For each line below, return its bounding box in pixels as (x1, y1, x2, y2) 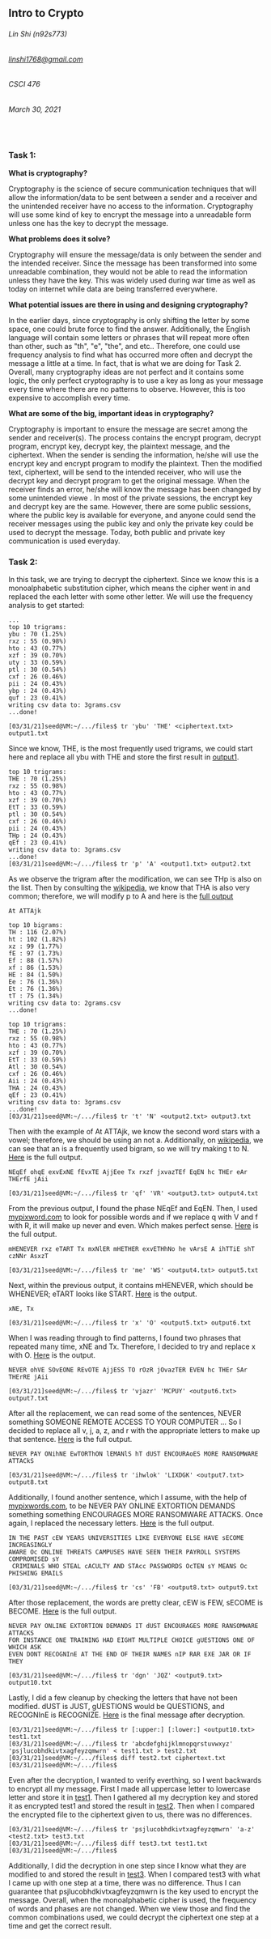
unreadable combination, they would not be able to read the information (8, 266, 248, 276)
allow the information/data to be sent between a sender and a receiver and (8, 192, 257, 202)
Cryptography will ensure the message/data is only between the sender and (8, 249, 262, 259)
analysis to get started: (8, 601, 85, 610)
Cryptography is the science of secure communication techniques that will (8, 184, 256, 193)
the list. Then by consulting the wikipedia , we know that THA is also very (8, 882, 251, 893)
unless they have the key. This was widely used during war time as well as (8, 275, 256, 285)
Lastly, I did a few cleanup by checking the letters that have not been (8, 1693, 239, 1703)
